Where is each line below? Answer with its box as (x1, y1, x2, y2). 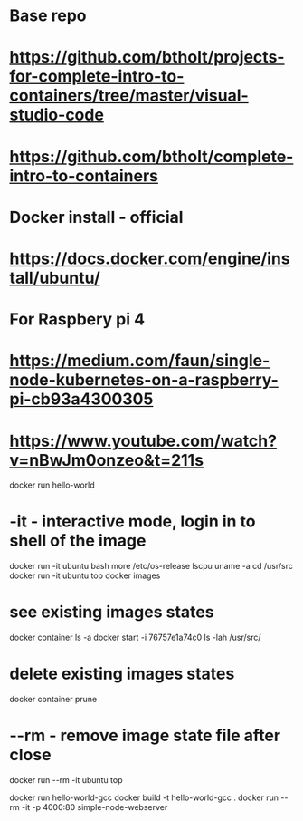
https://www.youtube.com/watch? (9, 430, 278, 451)
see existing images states (9, 602, 214, 623)
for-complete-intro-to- (9, 66, 185, 87)
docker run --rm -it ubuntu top (9, 775, 123, 785)
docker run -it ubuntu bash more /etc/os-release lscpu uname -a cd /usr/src (9, 561, 294, 572)
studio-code (9, 105, 104, 125)
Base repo (9, 5, 87, 26)
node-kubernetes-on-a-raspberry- (9, 370, 279, 391)
